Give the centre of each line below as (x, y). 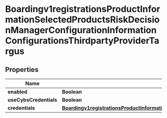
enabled (17, 92)
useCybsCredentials (32, 100)
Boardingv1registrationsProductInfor (83, 9)
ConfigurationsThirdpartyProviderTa (82, 41)
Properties (22, 70)
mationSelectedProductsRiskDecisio (83, 20)
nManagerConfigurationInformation (81, 30)
